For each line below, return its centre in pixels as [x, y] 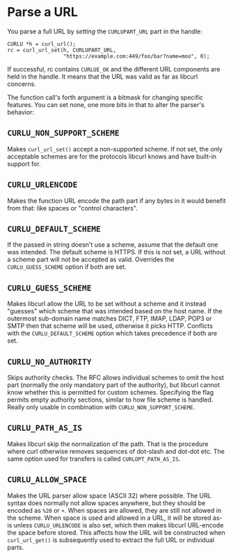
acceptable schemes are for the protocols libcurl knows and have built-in [112, 156]
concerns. [22, 83]
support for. [24, 163]
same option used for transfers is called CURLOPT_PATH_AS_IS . [94, 459]
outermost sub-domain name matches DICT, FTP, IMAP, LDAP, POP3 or [110, 319]
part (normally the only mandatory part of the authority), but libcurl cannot [114, 385]
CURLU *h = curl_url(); [42, 44]
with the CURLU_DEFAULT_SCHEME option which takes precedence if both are [112, 334]
